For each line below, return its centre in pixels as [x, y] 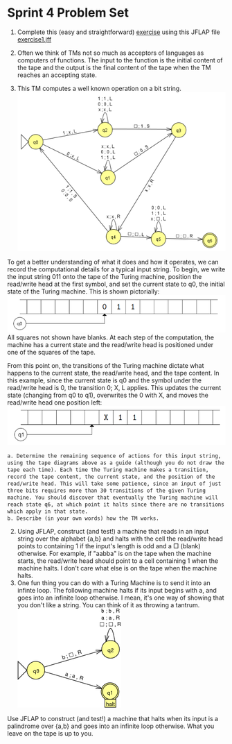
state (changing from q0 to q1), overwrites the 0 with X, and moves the [108, 395]
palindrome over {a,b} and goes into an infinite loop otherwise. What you [111, 726]
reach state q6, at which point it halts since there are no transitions [116, 505]
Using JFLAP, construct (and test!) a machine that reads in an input [113, 532]
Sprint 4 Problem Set [68, 13]
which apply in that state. [48, 511]
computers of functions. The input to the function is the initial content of [120, 60]
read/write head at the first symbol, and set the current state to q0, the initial [116, 284]
